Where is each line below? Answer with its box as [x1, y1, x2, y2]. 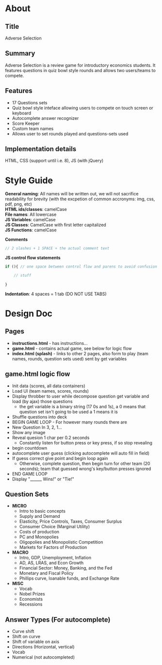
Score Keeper [12, 120, 40, 126]
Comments [5, 237, 28, 243]
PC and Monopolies [19, 534, 59, 540]
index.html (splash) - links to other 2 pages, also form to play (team [12, 350, 149, 356]
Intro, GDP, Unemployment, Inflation [19, 555, 91, 561]
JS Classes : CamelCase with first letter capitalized [5, 222, 107, 228]
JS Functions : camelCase [5, 227, 57, 233]
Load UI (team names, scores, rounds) [12, 388, 89, 394]
